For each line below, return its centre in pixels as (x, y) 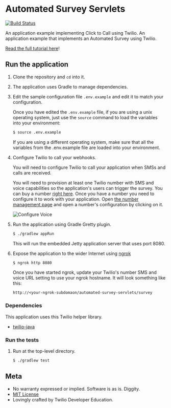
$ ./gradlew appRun (33, 233)
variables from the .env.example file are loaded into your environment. (87, 147)
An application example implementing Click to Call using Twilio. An (75, 33)
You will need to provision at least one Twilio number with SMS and (83, 183)
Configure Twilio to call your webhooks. (54, 157)
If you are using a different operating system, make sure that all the (83, 142)
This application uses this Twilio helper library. (54, 317)
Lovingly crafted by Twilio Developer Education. (63, 399)
